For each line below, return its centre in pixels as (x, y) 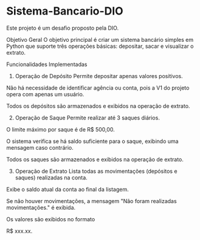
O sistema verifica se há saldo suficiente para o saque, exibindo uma (92, 141)
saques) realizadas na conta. (51, 178)
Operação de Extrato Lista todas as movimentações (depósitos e (96, 171)
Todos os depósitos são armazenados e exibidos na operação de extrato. (98, 106)
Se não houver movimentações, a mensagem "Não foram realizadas (92, 201)
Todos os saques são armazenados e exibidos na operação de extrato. (95, 159)
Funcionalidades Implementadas (47, 64)
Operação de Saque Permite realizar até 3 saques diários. (87, 118)
